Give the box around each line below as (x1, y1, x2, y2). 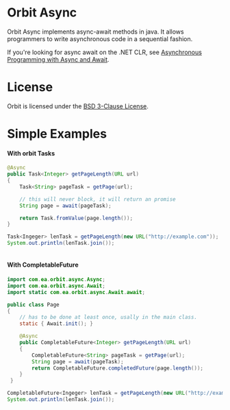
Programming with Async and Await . (7, 55, 110, 63)
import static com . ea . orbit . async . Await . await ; (7, 289, 146, 296)
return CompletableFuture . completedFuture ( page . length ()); (31, 365, 204, 372)
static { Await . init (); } (19, 320, 94, 327)
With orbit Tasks (7, 149, 55, 157)
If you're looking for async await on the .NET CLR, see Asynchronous (7, 48, 202, 56)
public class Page (7, 301, 60, 308)
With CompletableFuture (7, 261, 79, 269)
